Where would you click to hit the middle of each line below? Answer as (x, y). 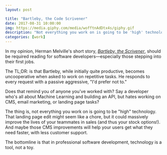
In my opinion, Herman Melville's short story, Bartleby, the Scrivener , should (83, 51)
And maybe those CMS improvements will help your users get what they (79, 127)
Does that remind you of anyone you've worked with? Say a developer (77, 91)
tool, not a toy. (20, 147)
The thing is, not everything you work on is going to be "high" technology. (81, 111)
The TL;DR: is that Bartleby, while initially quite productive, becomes (75, 71)
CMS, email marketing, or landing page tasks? (52, 102)
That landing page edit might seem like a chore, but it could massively (77, 117)
